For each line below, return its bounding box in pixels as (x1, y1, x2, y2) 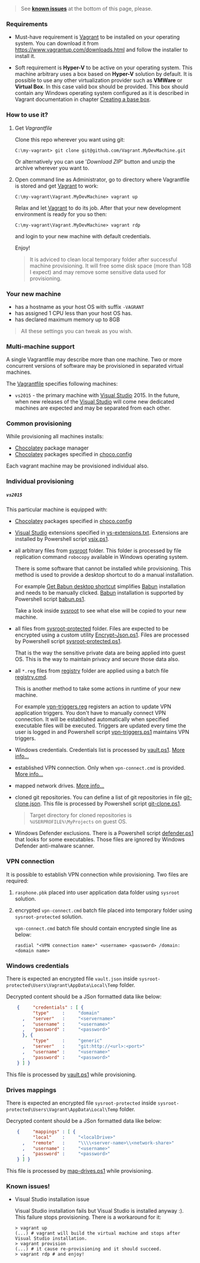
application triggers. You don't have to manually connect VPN (14, 709, 166, 717)
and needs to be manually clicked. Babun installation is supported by (14, 589, 184, 597)
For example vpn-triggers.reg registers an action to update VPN (14, 703, 171, 710)
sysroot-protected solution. (14, 913, 83, 920)
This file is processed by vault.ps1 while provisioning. (6, 1071, 137, 1078)
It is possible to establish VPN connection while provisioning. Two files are (6, 871, 189, 878)
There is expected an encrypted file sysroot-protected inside (6, 1099, 157, 1107)
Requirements (6, 20, 48, 28)
